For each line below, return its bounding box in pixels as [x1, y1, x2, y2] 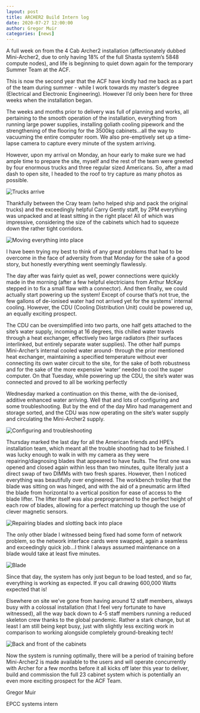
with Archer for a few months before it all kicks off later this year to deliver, [6, 665, 189, 672]
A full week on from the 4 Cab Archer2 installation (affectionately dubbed [6, 47, 186, 54]
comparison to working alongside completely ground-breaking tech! [6, 629, 174, 636]
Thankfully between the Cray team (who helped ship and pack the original [6, 200, 188, 207]
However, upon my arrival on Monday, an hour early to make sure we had [6, 151, 186, 158]
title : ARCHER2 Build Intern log [6, 14, 89, 20]
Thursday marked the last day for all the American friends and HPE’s [6, 439, 174, 446]
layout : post [6, 8, 39, 15]
